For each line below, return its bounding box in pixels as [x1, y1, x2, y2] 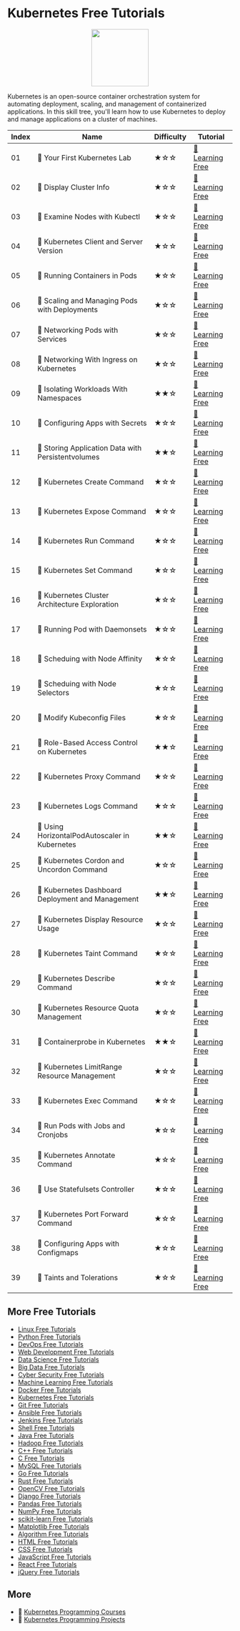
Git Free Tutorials [17, 1400, 69, 1409]
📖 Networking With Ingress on [37, 354, 138, 364]
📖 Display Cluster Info [37, 182, 110, 192]
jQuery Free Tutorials [17, 1567, 80, 1576]
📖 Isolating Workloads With [37, 384, 128, 394]
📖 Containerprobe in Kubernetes [37, 1037, 146, 1047]
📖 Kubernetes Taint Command [37, 948, 138, 958]
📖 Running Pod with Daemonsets [37, 624, 147, 634]
